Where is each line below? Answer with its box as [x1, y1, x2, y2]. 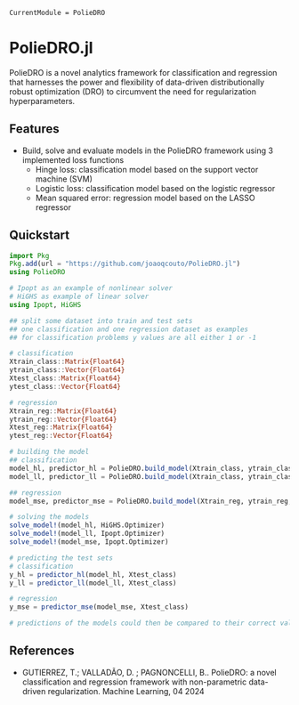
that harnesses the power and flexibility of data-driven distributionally [9, 77, 265, 87]
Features [9, 121, 60, 137]
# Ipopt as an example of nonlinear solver [9, 284, 174, 293]
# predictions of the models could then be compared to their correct [9, 619, 277, 628]
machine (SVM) [35, 174, 93, 184]
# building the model [9, 448, 90, 457]
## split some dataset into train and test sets [9, 316, 193, 325]
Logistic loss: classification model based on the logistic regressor [35, 182, 276, 193]
